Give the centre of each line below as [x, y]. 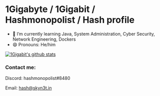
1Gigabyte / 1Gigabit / [50, 9]
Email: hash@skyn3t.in [28, 88]
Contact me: [20, 67]
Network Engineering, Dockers [44, 39]
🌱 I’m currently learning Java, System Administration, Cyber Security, [83, 34]
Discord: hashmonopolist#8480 [38, 78]
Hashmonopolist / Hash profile [70, 20]
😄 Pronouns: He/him [34, 44]
